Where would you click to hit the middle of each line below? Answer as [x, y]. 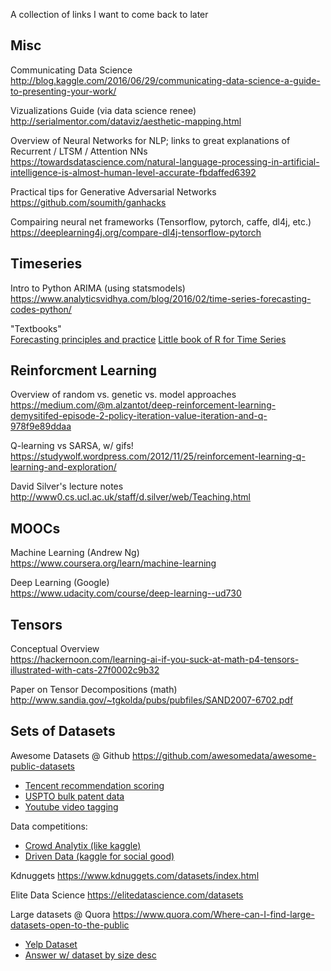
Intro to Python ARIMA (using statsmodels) [98, 288]
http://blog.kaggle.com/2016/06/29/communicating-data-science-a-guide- [165, 80]
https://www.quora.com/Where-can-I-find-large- [213, 914]
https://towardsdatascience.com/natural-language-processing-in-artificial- [165, 161]
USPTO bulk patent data [74, 796]
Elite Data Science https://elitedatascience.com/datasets [127, 895]
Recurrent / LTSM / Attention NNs [79, 151]
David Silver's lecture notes [67, 486]
